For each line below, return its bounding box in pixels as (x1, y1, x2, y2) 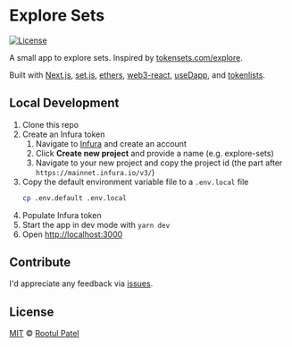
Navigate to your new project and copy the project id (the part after (35, 157, 283, 168)
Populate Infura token (21, 209, 102, 220)
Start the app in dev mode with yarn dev (21, 219, 171, 230)
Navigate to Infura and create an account (35, 138, 188, 148)
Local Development (9, 96, 120, 111)
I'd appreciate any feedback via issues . (9, 278, 154, 289)
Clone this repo (21, 119, 79, 130)
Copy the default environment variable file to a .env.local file (21, 176, 249, 187)
